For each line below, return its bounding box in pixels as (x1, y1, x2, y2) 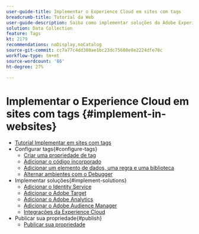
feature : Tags (6, 31, 41, 37)
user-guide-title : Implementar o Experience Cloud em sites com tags (6, 8, 182, 15)
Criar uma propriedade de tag (23, 152, 97, 159)
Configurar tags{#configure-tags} (14, 146, 98, 153)
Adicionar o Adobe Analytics (23, 196, 94, 203)
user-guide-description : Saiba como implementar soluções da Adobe (6, 20, 176, 25)
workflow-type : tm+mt (6, 53, 60, 59)
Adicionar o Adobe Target (23, 190, 87, 197)
